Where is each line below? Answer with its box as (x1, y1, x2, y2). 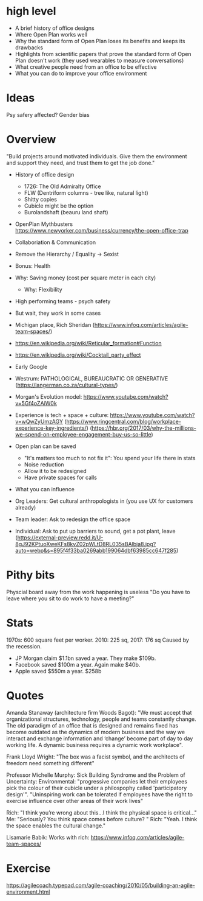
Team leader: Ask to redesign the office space (15, 516, 131, 523)
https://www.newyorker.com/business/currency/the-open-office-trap (15, 226, 189, 234)
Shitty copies (24, 195, 58, 203)
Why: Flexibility (24, 286, 62, 293)
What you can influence (15, 485, 75, 493)
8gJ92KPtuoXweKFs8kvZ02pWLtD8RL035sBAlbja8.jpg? (15, 540, 156, 547)
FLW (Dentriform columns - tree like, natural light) (24, 189, 148, 196)
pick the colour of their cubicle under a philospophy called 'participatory (6, 784, 187, 791)
